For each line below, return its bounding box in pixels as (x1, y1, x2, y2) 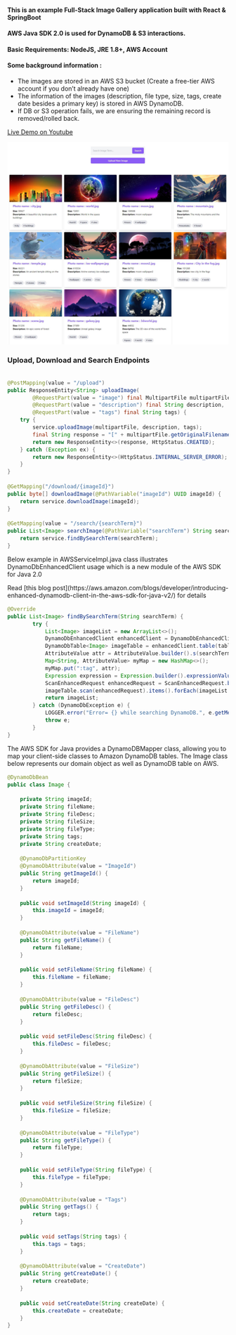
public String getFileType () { (20, 1137, 112, 1144)
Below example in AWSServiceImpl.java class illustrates (7, 555, 169, 564)
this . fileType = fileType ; (32, 1173, 112, 1180)
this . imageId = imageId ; (32, 907, 105, 914)
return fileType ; (32, 1144, 83, 1152)
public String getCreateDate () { (20, 1270, 118, 1277)
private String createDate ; (20, 840, 102, 847)
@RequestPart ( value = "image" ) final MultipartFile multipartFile (32, 394, 231, 401)
